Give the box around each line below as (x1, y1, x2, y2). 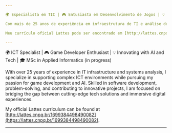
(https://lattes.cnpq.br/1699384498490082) (5, 117, 99, 123)
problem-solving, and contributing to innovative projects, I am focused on (5, 85, 160, 91)
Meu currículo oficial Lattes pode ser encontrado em (5, 30, 123, 36)
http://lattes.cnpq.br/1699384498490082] (7, 111, 96, 118)
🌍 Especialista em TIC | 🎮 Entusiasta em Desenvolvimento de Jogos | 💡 (5, 12, 165, 17)
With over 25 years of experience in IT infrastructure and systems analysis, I (5, 69, 166, 75)
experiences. (5, 96, 33, 103)
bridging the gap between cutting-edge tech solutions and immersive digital (5, 91, 165, 97)
